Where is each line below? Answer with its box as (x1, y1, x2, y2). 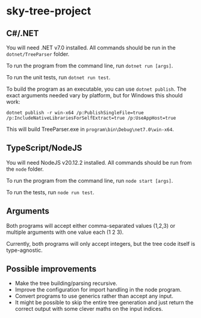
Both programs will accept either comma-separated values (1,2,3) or (6, 222, 176, 229)
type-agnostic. (6, 246, 43, 254)
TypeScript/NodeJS (6, 143, 82, 153)
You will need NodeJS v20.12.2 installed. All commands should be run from (6, 159, 192, 166)
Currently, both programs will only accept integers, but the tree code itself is (6, 240, 196, 247)
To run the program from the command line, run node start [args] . (6, 177, 173, 184)
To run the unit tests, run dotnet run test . (6, 74, 111, 81)
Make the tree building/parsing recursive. (14, 280, 117, 287)
